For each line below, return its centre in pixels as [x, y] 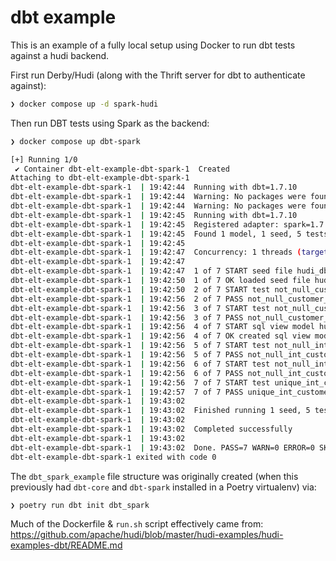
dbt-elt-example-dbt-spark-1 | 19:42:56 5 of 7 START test [140, 346]
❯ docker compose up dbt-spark [75, 141]
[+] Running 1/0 [44, 159]
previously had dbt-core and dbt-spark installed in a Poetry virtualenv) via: [163, 487]
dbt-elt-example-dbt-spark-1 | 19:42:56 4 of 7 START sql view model [162, 327]
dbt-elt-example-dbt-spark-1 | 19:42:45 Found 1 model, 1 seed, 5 [156, 234]
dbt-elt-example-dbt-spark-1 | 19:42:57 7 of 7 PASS [127, 392]
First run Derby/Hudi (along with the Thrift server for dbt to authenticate [158, 75]
